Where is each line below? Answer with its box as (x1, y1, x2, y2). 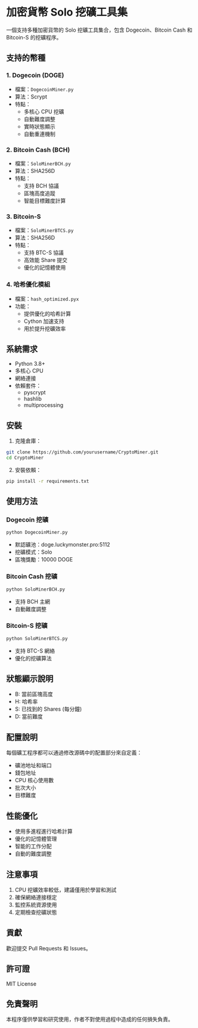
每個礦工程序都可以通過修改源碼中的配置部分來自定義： (6, 749, 142, 757)
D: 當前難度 (14, 713, 43, 720)
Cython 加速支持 (23, 317, 64, 325)
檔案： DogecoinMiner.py (14, 85, 74, 92)
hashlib (23, 395, 42, 403)
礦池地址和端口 (14, 762, 52, 769)
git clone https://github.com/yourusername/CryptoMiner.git (6, 449, 159, 455)
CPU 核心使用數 (14, 777, 54, 784)
